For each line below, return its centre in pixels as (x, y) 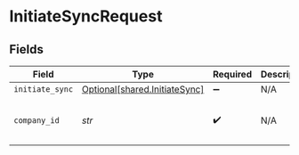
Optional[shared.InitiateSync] (143, 89)
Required (232, 74)
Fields (27, 49)
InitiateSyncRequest (86, 16)
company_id (36, 121)
